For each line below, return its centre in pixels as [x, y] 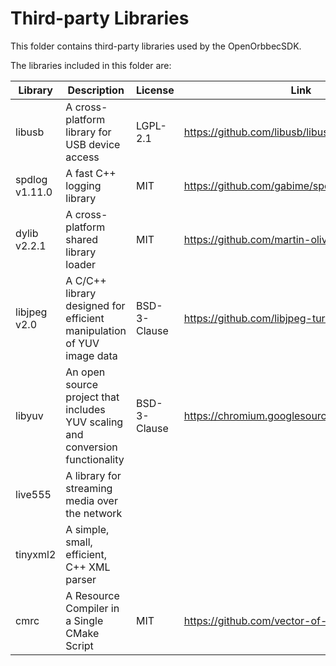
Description [96, 90]
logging [83, 185]
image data [91, 355]
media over [91, 500]
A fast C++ [91, 173]
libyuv [29, 415]
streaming [89, 488]
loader [81, 264]
